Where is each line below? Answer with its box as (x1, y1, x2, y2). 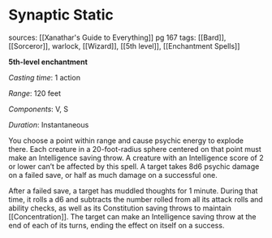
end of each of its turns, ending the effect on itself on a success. (8, 220, 225, 230)
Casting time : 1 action (8, 72, 81, 82)
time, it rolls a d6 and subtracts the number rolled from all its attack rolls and (8, 194, 264, 204)
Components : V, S (8, 104, 69, 114)
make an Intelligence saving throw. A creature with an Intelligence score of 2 (8, 153, 264, 162)
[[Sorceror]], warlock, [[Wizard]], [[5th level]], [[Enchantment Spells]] (8, 41, 240, 50)
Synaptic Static (8, 6, 114, 24)
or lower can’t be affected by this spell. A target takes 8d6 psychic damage (8, 161, 260, 171)
